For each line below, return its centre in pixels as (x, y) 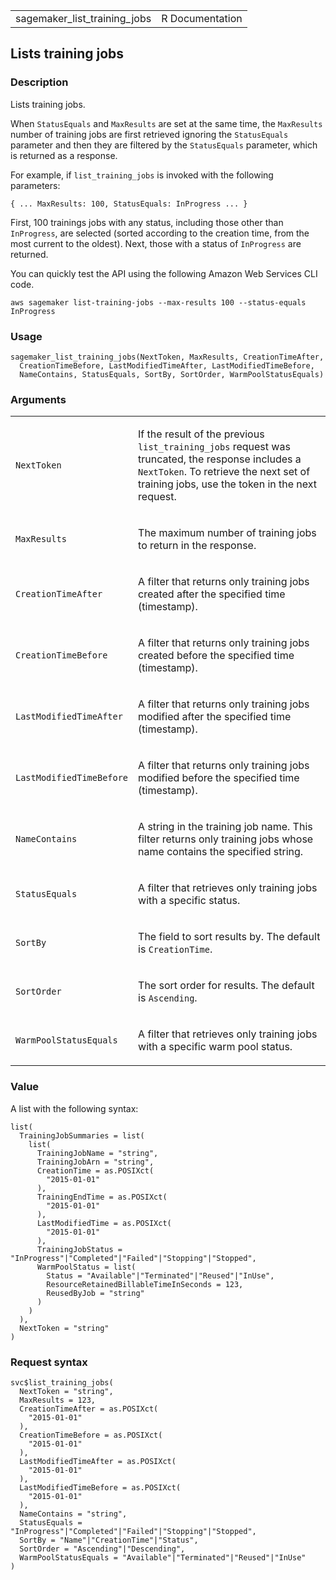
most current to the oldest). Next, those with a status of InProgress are (156, 243)
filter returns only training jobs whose (226, 839)
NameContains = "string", (73, 1514)
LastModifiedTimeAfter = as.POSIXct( (98, 1461)
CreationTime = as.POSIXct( (95, 1170)
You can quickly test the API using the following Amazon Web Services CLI (164, 273)
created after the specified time (212, 594)
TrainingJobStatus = (79, 1249)
